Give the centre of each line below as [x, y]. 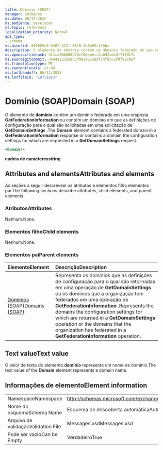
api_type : [15, 37]
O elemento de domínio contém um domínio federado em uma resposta [77, 115]
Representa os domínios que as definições [104, 276]
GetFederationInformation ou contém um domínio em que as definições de [81, 120]
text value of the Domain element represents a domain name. [66, 370]
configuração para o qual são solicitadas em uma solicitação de [69, 125]
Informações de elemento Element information [76, 386]
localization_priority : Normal [37, 32]
